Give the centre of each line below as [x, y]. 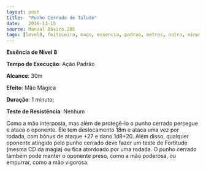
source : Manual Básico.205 [41, 29]
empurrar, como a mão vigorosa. [48, 162]
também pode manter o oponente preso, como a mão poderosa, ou [91, 156]
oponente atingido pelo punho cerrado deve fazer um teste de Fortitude [97, 143]
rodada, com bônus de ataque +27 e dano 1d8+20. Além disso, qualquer [97, 136]
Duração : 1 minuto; [30, 100]
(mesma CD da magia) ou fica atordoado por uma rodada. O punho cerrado [102, 149]
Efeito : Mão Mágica [31, 88]
